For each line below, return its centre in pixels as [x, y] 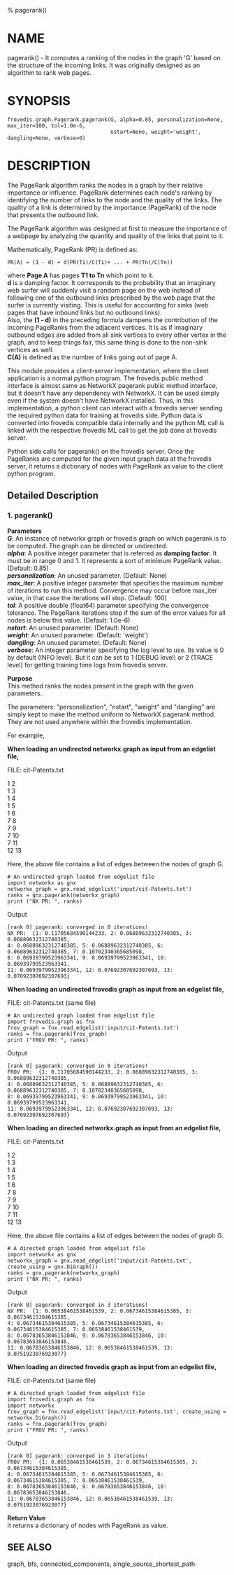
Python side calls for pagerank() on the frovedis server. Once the [101, 451]
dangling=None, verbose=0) [46, 138]
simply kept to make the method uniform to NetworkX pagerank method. [111, 714]
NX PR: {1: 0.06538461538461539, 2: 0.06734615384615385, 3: [100, 1311]
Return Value [27, 1518]
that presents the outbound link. [53, 215]
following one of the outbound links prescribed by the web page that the [111, 298]
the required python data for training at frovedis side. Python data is [105, 415]
